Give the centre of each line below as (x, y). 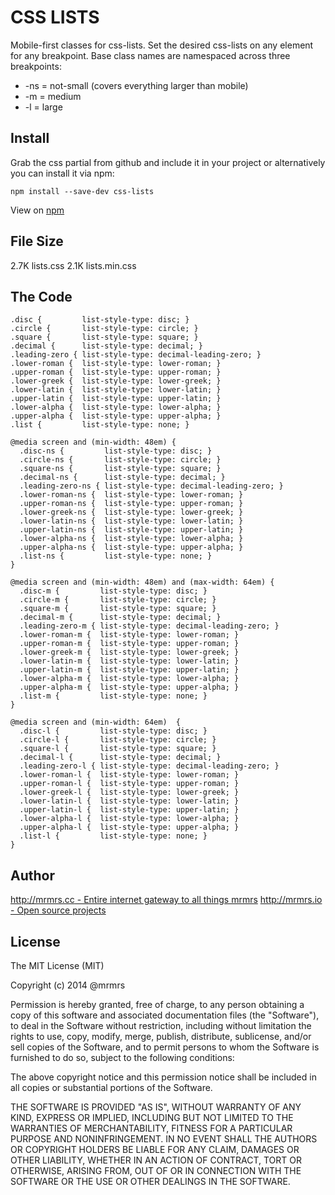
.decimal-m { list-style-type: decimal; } (120, 617)
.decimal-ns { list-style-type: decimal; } (122, 477)
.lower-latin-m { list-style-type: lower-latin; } (129, 661)
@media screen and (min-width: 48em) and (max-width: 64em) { (142, 582)
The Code (41, 296)
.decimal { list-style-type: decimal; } (106, 346)
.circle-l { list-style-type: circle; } (118, 740)
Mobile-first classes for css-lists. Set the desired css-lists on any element (162, 45)
